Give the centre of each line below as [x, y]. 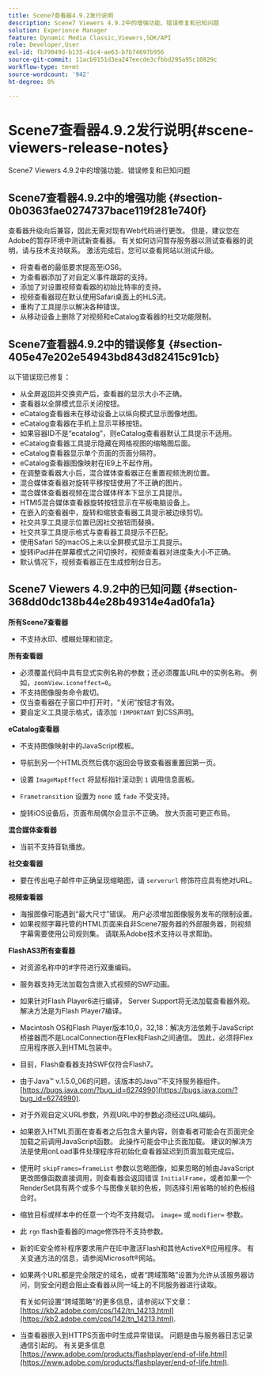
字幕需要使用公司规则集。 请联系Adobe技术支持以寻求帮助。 [118, 934]
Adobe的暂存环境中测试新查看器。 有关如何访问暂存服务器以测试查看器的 [127, 241]
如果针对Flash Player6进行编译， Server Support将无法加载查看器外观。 [137, 1001]
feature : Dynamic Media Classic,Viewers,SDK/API [90, 38]
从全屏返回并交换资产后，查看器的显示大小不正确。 [103, 394]
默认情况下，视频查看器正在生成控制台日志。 [93, 562]
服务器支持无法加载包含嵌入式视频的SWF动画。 [97, 984]
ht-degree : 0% [32, 81]
